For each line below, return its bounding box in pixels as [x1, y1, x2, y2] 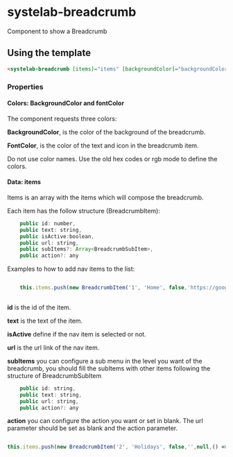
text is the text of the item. [7, 316, 83, 325]
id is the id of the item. [7, 303, 71, 312]
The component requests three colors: [7, 114, 117, 123]
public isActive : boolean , [19, 233, 95, 240]
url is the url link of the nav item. [7, 343, 100, 352]
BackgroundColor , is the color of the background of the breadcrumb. [7, 127, 206, 136]
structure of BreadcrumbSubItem [7, 371, 102, 379]
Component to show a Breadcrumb [7, 27, 107, 35]
